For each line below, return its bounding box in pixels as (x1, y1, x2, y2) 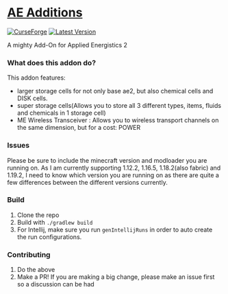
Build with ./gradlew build (16, 218, 93, 226)
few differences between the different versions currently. (7, 178, 168, 186)
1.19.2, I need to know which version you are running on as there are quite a (7, 170, 219, 179)
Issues (7, 141, 30, 150)
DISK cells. (16, 94, 48, 102)
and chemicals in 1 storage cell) (16, 109, 106, 117)
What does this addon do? (7, 58, 97, 67)
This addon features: (7, 73, 66, 82)
